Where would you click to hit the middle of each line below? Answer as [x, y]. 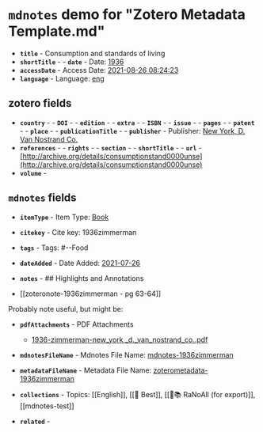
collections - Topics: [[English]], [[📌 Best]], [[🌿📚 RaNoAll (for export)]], [137, 394]
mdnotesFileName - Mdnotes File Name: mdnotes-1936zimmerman [126, 354]
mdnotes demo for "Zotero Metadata [127, 15]
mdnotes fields [42, 198]
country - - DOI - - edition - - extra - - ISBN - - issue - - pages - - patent [137, 122]
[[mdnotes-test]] [47, 406]
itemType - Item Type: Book [64, 217]
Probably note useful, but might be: [66, 309]
